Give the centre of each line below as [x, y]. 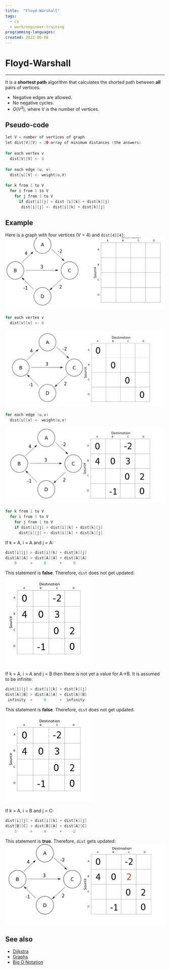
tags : [11, 16]
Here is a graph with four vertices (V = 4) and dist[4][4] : [65, 235]
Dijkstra [20, 951]
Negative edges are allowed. [42, 97]
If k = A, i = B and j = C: [30, 810]
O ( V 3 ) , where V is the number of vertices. [56, 108]
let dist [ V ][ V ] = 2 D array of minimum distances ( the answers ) [73, 143]
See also [19, 939]
